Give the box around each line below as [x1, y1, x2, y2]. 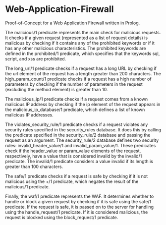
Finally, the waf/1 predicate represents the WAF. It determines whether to [5, 193, 154, 199]
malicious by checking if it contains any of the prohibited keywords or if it [5, 40, 155, 46]
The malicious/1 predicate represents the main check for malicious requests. [5, 29, 161, 35]
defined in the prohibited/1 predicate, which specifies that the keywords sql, [5, 51, 160, 56]
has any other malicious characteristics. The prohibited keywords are [5, 45, 146, 51]
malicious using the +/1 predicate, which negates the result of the [5, 178, 139, 184]
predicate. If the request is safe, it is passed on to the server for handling [5, 204, 154, 210]
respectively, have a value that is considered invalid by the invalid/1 [5, 153, 142, 159]
